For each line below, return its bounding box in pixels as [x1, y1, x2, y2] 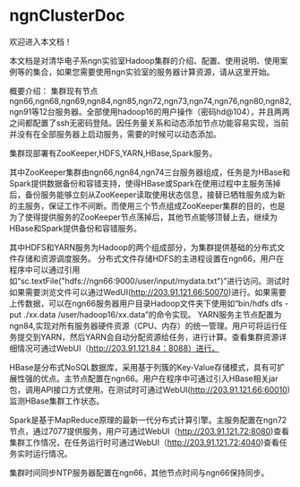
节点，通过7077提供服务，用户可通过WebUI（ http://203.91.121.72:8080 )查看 [9, 425, 289, 436]
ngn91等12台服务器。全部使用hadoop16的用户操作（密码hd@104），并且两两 [9, 106, 290, 117]
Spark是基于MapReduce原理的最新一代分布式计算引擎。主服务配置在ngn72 [9, 414, 287, 425]
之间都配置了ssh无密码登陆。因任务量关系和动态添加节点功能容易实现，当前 [9, 117, 289, 128]
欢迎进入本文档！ [9, 36, 73, 47]
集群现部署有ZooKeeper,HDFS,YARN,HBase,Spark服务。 [9, 147, 218, 158]
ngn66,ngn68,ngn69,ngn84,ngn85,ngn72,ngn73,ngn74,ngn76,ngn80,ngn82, [9, 95, 292, 106]
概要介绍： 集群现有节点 [9, 85, 99, 96]
